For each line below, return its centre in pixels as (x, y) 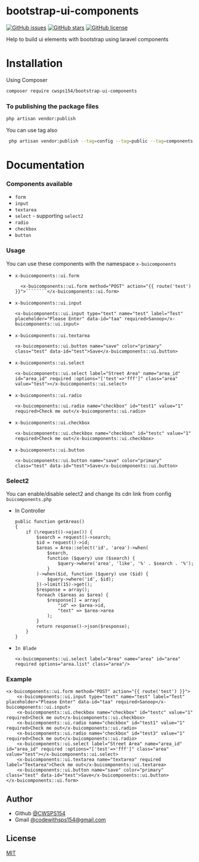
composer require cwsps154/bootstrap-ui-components (71, 91)
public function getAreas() (49, 521)
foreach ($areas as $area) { (73, 595)
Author (19, 799)
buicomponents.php (29, 499)
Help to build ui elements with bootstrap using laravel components (87, 39)
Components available (39, 184)
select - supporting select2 (49, 216)
